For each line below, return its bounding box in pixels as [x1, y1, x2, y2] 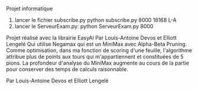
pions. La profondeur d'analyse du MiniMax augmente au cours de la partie [6, 59, 189, 66]
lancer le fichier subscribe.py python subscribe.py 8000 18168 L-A [14, 17, 177, 23]
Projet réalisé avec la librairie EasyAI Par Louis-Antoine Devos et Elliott [6, 34, 177, 41]
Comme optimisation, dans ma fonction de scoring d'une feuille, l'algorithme [6, 47, 192, 54]
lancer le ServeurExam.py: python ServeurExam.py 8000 [14, 23, 154, 30]
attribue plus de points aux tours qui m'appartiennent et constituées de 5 [6, 53, 184, 60]
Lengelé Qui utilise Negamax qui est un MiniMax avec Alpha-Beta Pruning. [6, 41, 187, 47]
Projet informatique [6, 5, 53, 12]
